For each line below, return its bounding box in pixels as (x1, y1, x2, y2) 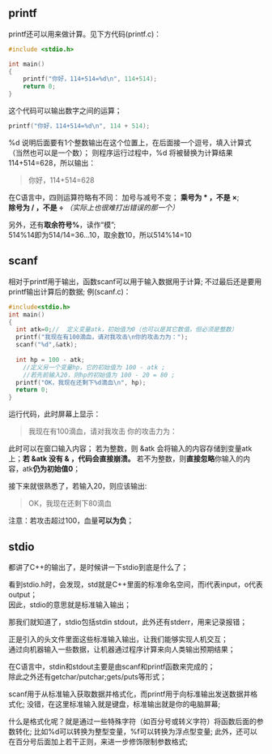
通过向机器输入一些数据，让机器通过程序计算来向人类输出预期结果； (8, 644, 236, 654)
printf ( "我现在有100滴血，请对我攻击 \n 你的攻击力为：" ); (15, 333, 189, 342)
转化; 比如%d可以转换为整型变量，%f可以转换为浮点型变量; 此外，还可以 (15, 726, 257, 736)
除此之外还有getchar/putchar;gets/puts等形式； (8, 671, 168, 681)
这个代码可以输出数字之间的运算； (8, 106, 122, 116)
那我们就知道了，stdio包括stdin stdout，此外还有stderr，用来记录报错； (8, 617, 248, 627)
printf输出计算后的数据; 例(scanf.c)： (8, 287, 131, 296)
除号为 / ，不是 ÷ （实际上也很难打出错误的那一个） (8, 202, 180, 212)
